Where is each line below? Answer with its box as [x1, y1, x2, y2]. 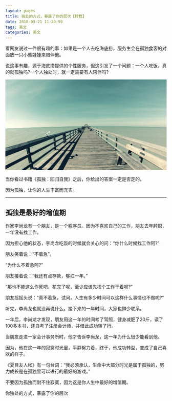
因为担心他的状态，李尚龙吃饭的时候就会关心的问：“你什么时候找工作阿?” [5, 240, 160, 246]
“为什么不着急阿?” [5, 262, 44, 268]
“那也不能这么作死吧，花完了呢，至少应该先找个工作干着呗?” [5, 284, 133, 290]
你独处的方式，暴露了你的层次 [5, 390, 68, 396]
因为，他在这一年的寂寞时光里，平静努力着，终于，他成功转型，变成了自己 [5, 344, 162, 351]
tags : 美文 [5, 25, 27, 30]
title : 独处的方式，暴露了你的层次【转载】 [5, 13, 87, 19]
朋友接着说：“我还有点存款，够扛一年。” [5, 272, 88, 279]
